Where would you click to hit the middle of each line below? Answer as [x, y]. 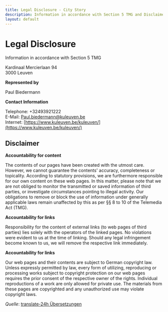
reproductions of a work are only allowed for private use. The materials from [84, 284]
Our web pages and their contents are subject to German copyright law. [79, 262]
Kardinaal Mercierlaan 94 [31, 68]
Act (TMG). [17, 208]
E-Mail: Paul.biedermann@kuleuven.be [45, 117]
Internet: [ [15, 122]
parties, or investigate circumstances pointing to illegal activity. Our [74, 192]
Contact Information [27, 102]
